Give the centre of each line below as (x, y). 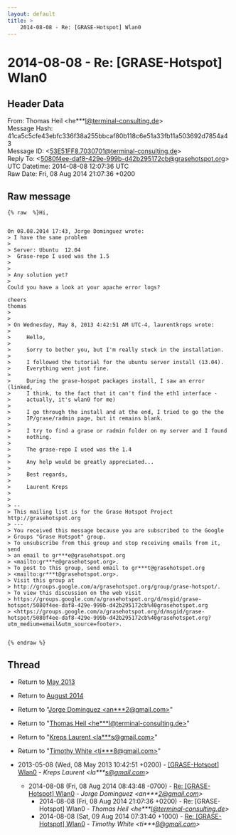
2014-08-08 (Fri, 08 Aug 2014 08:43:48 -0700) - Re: (106, 786)
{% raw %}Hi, (28, 213)
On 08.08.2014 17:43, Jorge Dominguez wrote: (76, 232)
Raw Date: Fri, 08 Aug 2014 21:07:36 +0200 (71, 174)
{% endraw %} (27, 643)
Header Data (36, 104)
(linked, (20, 388)
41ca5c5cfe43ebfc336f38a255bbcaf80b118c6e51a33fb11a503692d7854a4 (118, 136)
